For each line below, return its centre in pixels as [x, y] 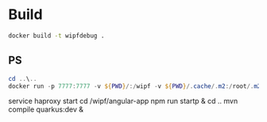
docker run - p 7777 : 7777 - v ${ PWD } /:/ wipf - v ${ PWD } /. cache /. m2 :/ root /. [131, 86]
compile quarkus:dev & [46, 109]
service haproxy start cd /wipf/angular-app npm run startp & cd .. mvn [123, 101]
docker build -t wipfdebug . [56, 36]
